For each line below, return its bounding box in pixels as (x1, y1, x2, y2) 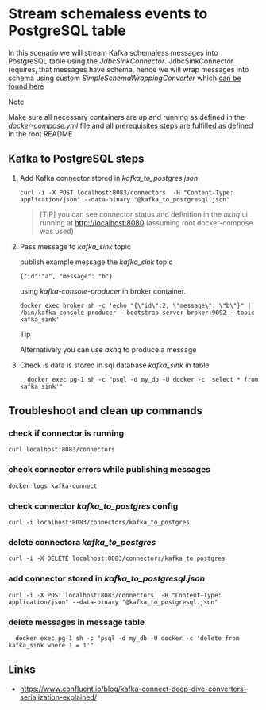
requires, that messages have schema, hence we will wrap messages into (8, 64, 249, 74)
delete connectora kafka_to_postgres (8, 536, 156, 547)
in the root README (8, 129, 73, 139)
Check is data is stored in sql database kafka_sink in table (19, 360, 210, 370)
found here (8, 81, 44, 91)
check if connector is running (8, 428, 125, 439)
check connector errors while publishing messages (8, 464, 211, 475)
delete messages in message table (8, 616, 145, 627)
